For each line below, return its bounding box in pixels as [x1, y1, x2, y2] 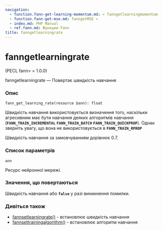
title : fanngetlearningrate [5, 30, 63, 35]
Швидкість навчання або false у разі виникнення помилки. [5, 191, 130, 196]
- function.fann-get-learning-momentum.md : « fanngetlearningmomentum [9, 12, 158, 17]
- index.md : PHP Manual [9, 21, 58, 26]
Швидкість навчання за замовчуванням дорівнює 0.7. [5, 135, 119, 141]
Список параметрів [5, 147, 55, 154]
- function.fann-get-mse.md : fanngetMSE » [9, 16, 98, 21]
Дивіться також [5, 203, 45, 210]
